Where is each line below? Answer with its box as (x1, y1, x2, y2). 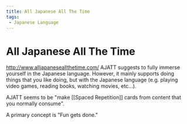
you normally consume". (6, 100, 65, 107)
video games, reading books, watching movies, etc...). (6, 82, 137, 89)
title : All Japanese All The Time (6, 8, 91, 15)
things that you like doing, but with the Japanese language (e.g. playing (6, 77, 178, 84)
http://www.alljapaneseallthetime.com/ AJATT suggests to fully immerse (6, 64, 180, 71)
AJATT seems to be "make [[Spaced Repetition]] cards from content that (6, 94, 181, 101)
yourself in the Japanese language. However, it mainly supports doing (6, 70, 174, 77)
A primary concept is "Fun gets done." (6, 112, 98, 119)
